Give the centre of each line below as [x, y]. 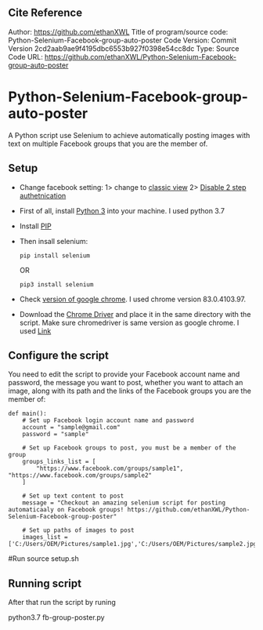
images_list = [45, 537]
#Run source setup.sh [44, 559]
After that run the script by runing [62, 603]
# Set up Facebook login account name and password [108, 421]
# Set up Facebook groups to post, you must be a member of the [129, 448]
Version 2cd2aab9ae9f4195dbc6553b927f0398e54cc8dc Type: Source [124, 48]
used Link [35, 331]
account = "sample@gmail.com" [72, 428]
